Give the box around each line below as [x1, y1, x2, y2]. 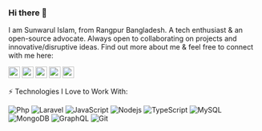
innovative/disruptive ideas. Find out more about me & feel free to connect [8, 42, 254, 52]
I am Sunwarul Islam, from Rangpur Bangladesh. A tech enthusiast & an [8, 26, 243, 35]
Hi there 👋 [8, 7, 48, 18]
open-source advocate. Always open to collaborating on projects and [8, 34, 238, 43]
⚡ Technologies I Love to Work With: [8, 87, 128, 97]
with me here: [8, 51, 54, 61]
